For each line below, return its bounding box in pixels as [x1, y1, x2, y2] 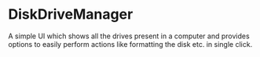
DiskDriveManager [8, 5, 134, 23]
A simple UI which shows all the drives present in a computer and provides [8, 31, 250, 41]
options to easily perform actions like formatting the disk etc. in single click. [8, 39, 253, 48]
